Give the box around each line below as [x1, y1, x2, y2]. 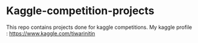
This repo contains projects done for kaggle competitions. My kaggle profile [6, 24, 192, 31]
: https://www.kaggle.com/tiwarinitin [6, 29, 95, 37]
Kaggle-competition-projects [6, 4, 155, 18]
